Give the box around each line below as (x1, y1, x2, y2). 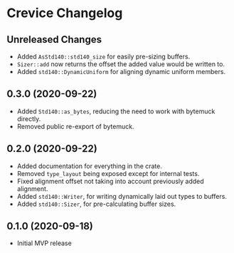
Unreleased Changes (6, 33, 102, 46)
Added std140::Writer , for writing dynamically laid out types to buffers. (16, 192, 227, 200)
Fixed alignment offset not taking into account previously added (16, 177, 204, 185)
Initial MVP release (16, 239, 72, 247)
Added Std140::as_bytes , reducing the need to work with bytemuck (16, 107, 216, 115)
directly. (16, 114, 41, 123)
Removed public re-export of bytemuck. (16, 122, 134, 130)
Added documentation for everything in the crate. (16, 162, 163, 170)
